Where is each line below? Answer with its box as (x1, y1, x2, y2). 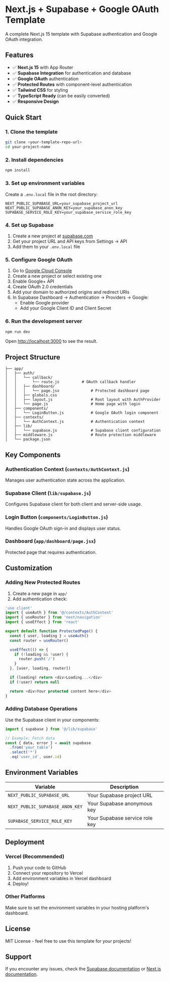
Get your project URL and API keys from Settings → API (12, 238, 127, 244)
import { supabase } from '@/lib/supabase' (5, 726, 98, 731)
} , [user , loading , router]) (10, 666, 71, 671)
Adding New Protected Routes (5, 579, 80, 586)
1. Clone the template (5, 129, 58, 136)
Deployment (5, 838, 45, 846)
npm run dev (5, 329, 30, 334)
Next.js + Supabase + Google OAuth (5, 4, 159, 15)
